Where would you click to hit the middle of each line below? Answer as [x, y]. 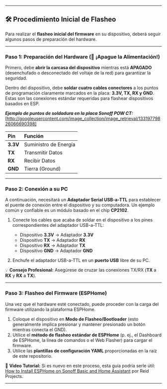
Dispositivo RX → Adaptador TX [52, 245]
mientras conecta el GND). [40, 329]
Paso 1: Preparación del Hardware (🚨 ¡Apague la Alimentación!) [83, 57]
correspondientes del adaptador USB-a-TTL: [58, 225]
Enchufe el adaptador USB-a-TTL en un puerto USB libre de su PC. [81, 260]
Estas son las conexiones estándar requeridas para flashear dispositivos [79, 98]
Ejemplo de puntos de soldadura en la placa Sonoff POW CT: [69, 113]
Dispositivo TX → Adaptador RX [52, 240]
